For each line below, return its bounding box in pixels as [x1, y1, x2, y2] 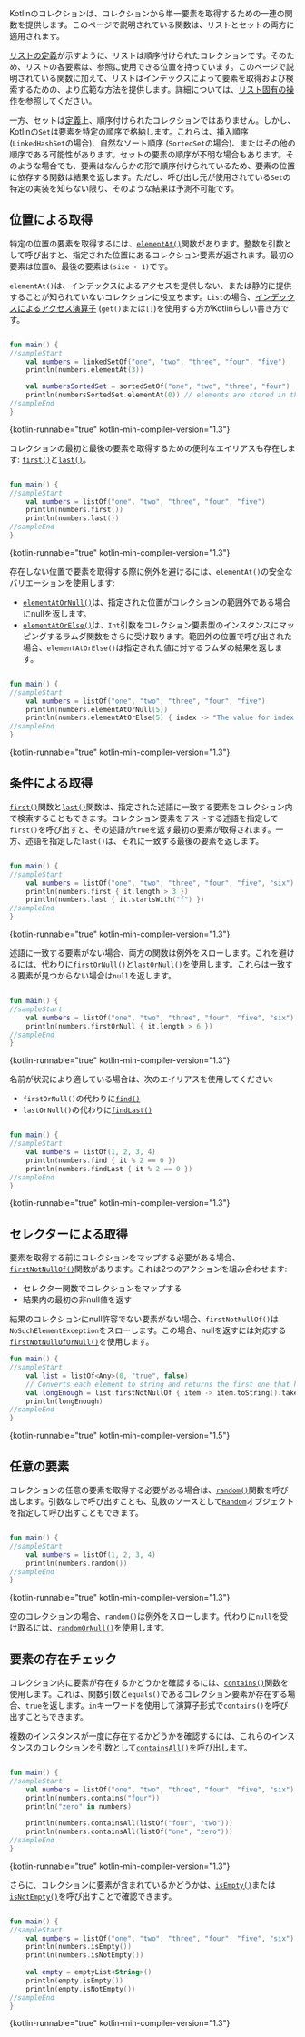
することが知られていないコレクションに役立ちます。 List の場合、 [9, 291, 256, 302]
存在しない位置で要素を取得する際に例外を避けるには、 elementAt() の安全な [9, 566, 293, 577]
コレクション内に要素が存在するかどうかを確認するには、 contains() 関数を [9, 1677, 289, 1689]
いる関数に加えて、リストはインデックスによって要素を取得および [40, 73, 286, 84]
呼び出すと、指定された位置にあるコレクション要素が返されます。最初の [25, 249, 295, 260]
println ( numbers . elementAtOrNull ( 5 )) [25, 705, 169, 714]
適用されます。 [9, 31, 65, 41]
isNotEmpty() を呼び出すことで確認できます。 [9, 1891, 177, 1902]
